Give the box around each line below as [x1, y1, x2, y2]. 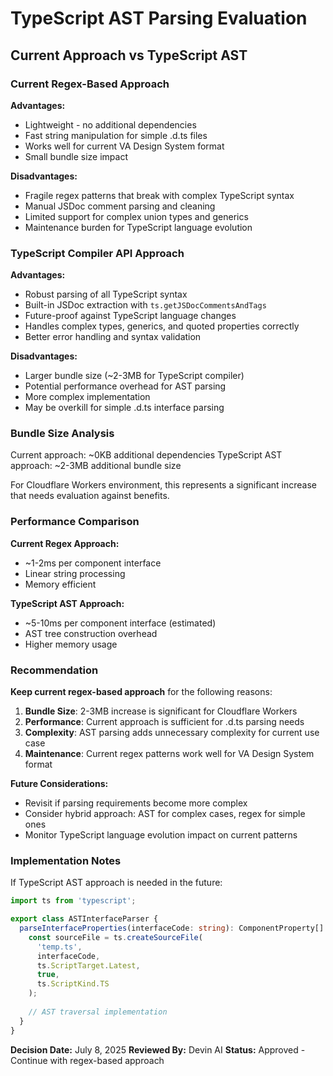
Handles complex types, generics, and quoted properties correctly [24, 320, 300, 332]
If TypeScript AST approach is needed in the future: [10, 877, 223, 889]
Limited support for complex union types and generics [24, 210, 249, 222]
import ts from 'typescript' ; [10, 896, 137, 906]
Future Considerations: [10, 778, 109, 790]
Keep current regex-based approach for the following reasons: [10, 686, 273, 698]
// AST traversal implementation [28, 1007, 168, 1017]
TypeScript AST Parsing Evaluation [10, 7, 308, 30]
